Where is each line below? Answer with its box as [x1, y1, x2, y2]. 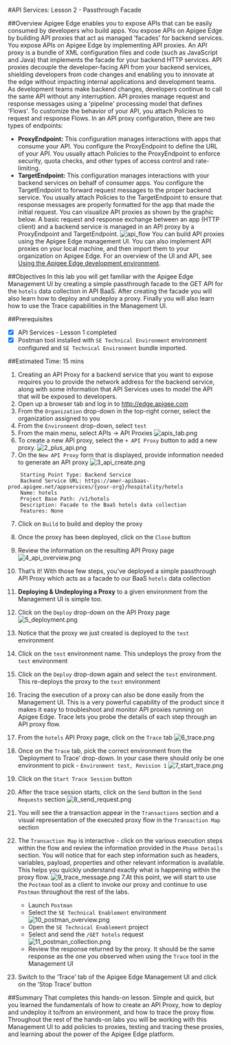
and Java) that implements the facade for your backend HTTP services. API [8, 56, 222, 64]
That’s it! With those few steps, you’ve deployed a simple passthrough [17, 567, 217, 575]
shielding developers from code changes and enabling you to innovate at [8, 70, 214, 78]
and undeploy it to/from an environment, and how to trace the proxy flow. [8, 1008, 215, 1017]
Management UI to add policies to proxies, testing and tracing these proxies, [8, 1023, 224, 1031]
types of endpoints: [8, 122, 63, 129]
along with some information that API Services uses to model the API [17, 385, 212, 394]
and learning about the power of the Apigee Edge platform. [8, 1030, 175, 1038]
